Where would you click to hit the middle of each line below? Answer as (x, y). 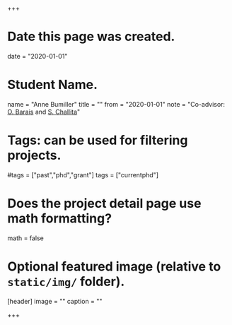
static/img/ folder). (66, 282)
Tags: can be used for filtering (98, 140)
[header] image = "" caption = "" (55, 301)
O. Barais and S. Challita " (44, 112)
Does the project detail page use (104, 203)
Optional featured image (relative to (114, 266)
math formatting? (59, 218)
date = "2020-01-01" (37, 56)
